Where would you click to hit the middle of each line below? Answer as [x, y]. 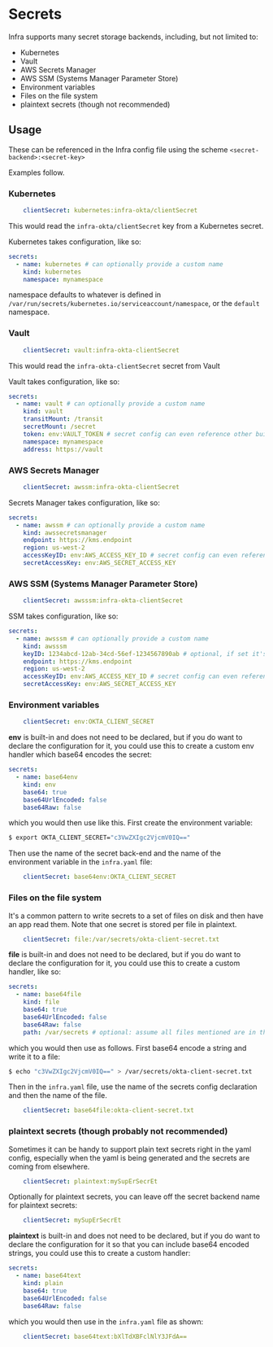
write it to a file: [35, 1056]
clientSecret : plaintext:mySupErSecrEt [91, 1181]
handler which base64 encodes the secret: [80, 754]
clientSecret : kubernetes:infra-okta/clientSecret [110, 211]
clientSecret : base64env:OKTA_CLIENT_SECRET [100, 877]
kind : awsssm [45, 646]
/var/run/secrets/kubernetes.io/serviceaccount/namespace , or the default [134, 304]
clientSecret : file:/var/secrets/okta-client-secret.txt [121, 939]
